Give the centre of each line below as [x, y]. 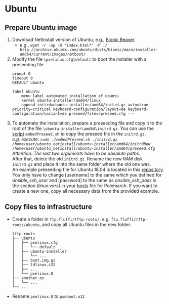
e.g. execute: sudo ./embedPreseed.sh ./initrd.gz [65, 139]
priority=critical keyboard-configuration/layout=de [69, 109]
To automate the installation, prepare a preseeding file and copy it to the [87, 123]
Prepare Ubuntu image [41, 28]
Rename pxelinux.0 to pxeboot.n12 [48, 296]
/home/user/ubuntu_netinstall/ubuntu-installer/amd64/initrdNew [81, 144]
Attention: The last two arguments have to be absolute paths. [76, 153]
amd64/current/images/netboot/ [53, 54]
